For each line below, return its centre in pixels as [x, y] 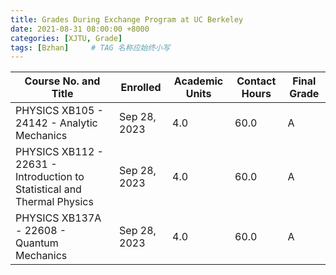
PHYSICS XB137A [58, 218]
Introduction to [50, 177]
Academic [198, 81]
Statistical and [48, 189]
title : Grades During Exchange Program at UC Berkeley [127, 19]
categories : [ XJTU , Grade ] [66, 38]
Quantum [37, 243]
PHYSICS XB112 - [59, 152]
